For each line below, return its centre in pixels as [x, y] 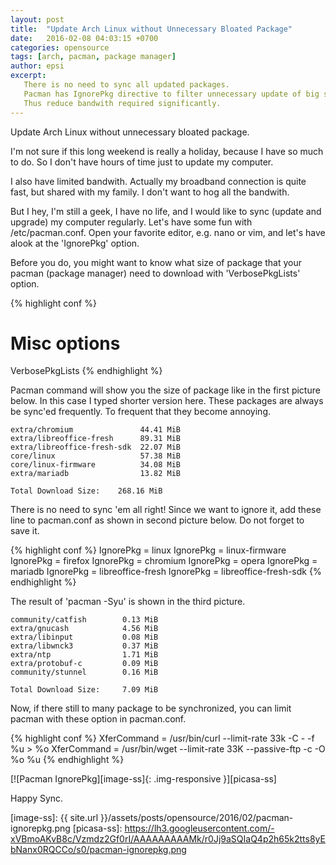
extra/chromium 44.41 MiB [96, 430]
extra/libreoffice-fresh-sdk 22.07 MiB [96, 447]
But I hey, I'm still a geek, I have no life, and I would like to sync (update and [166, 211]
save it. [25, 531]
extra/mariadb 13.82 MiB [96, 474]
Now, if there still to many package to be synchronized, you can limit [151, 708]
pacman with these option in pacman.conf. [98, 719]
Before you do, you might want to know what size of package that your [156, 262]
